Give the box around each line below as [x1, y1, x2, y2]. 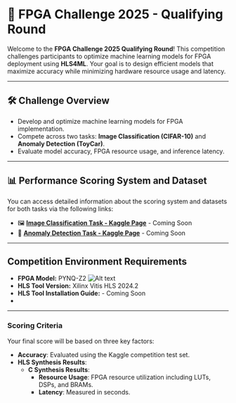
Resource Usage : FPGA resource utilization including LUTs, [38, 373, 211, 381]
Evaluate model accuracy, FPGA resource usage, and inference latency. [17, 147, 225, 155]
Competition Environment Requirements [7, 255, 188, 267]
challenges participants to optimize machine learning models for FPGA [7, 52, 211, 60]
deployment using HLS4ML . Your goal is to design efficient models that [7, 59, 214, 68]
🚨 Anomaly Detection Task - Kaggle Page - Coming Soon [17, 229, 186, 237]
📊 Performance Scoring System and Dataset [7, 175, 207, 187]
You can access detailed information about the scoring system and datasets [7, 197, 228, 205]
